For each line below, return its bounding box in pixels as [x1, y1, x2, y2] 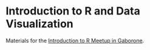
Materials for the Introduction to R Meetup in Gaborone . [5, 37, 145, 44]
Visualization [5, 17, 73, 31]
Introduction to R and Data [5, 4, 140, 18]
